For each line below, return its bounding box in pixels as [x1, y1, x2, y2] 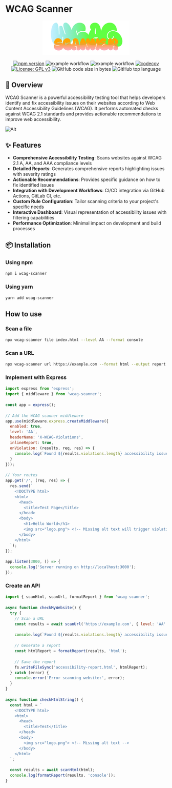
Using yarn [5, 283, 33, 290]
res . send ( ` [10, 483, 33, 489]
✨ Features [5, 141, 41, 150]
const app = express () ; [5, 402, 56, 408]
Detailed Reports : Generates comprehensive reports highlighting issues [12, 165, 165, 172]
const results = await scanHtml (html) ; [10, 767, 95, 773]
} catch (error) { [10, 670, 50, 675]
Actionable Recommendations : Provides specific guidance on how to [12, 176, 161, 183]
